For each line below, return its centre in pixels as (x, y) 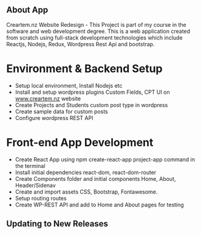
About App (27, 10)
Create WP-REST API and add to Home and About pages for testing (99, 205)
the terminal (30, 166)
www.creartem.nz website (48, 98)
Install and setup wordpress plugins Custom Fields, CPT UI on (92, 92)
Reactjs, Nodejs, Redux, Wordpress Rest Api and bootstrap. (80, 44)
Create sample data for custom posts (61, 111)
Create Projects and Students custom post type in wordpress (91, 105)
